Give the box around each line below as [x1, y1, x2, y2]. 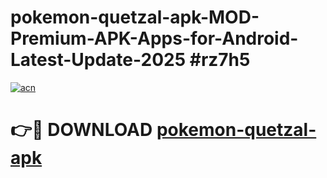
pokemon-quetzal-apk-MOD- [10, 6, 260, 29]
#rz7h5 [189, 49, 251, 71]
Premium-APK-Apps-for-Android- [10, 27, 299, 50]
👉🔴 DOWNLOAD [10, 119, 153, 141]
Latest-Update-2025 [10, 49, 187, 71]
